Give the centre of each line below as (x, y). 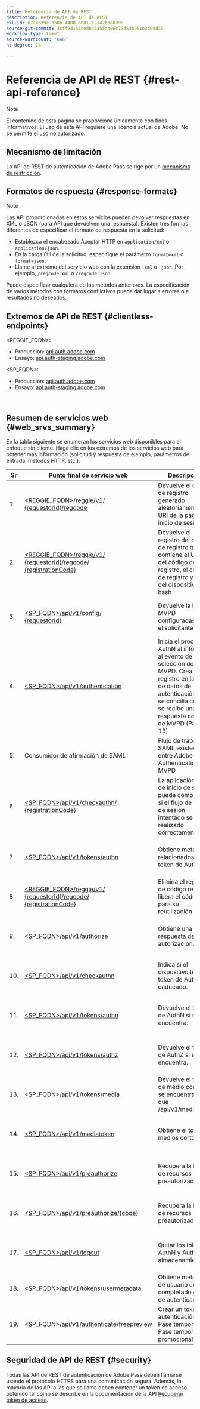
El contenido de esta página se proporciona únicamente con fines (87, 121)
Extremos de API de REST (54, 316)
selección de (176, 664)
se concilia (173, 701)
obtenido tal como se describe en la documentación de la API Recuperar (95, 1393)
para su (169, 904)
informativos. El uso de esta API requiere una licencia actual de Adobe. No (97, 127)
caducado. (173, 987)
